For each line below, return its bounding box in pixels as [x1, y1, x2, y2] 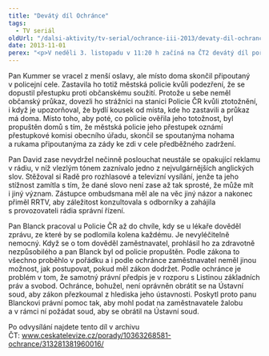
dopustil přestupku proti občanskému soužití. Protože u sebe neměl [8, 88, 231, 97]
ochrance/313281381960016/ [8, 339, 104, 349]
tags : [8, 19, 26, 27]
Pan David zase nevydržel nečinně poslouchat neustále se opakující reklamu [8, 155, 260, 164]
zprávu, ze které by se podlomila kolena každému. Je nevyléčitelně [8, 230, 230, 239]
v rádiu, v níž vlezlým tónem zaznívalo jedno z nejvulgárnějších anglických [8, 164, 255, 172]
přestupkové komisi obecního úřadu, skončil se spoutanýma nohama [8, 131, 235, 140]
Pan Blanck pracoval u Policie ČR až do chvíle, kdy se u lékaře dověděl [8, 221, 242, 231]
